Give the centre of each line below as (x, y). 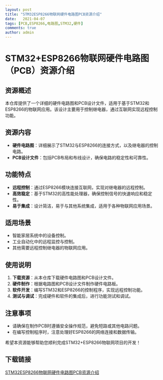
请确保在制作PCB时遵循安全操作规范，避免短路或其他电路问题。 (77, 326)
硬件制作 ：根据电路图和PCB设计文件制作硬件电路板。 (66, 284)
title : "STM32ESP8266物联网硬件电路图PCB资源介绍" (54, 14)
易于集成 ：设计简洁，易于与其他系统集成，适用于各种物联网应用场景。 (83, 206)
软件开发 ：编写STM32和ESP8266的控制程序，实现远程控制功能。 (79, 290)
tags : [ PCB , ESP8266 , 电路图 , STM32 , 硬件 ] (44, 23)
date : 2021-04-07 (25, 19)
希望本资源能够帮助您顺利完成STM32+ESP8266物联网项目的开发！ (73, 343)
